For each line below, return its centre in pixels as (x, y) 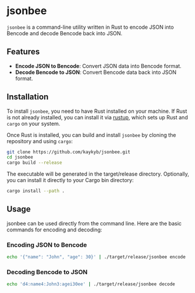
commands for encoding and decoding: (54, 230)
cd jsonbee (20, 157)
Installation (28, 97)
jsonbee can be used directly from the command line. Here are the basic (94, 223)
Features (23, 52)
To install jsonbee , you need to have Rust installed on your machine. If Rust (97, 111)
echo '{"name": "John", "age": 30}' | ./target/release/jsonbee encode (96, 257)
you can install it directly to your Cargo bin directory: (70, 180)
